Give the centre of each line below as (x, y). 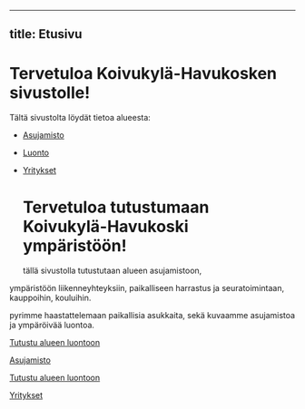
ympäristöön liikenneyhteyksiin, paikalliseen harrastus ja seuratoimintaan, (147, 288)
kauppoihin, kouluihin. (50, 298)
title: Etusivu (46, 34)
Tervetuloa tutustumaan (116, 207)
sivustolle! (50, 93)
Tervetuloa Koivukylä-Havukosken (143, 73)
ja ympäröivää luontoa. (52, 325)
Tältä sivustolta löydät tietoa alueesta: (80, 118)
